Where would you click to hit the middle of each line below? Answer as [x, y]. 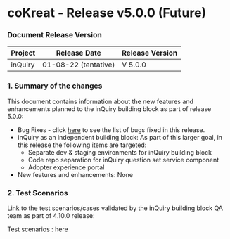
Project [23, 53]
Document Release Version [55, 35]
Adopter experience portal [66, 167]
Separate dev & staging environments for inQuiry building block [120, 152]
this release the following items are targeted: [82, 145]
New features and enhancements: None [75, 174]
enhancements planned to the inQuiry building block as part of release [109, 109]
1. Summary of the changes [55, 86]
